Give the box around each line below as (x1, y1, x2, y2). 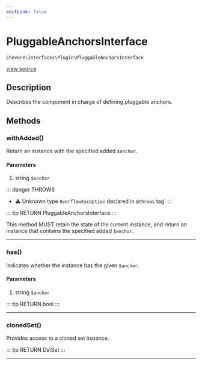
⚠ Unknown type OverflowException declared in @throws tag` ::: (14, 198, 173, 205)
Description (6, 82, 51, 92)
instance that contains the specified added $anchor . (6, 228, 134, 235)
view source (6, 65, 37, 72)
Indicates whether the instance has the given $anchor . (6, 262, 139, 269)
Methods (6, 115, 41, 126)
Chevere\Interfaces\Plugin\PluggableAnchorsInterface (6, 55, 144, 61)
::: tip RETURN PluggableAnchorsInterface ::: (6, 210, 117, 217)
